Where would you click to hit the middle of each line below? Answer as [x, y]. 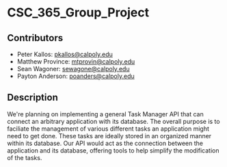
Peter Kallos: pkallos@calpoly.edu [65, 54]
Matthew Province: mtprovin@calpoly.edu [76, 62]
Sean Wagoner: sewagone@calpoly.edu [73, 69]
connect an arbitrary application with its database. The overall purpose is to [113, 121]
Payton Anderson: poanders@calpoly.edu [76, 76]
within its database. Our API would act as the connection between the [105, 143]
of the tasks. [25, 157]
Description [32, 98]
